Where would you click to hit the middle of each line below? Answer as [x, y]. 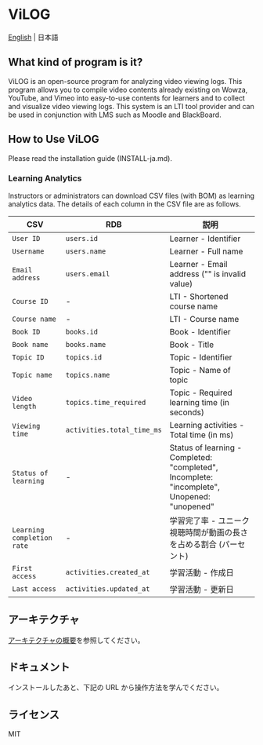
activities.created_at [108, 572]
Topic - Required [201, 393]
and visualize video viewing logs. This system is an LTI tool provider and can [131, 106]
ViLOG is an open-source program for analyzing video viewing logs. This [125, 81]
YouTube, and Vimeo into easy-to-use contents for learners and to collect [126, 98]
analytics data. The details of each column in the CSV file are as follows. [124, 204]
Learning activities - [207, 425]
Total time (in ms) [202, 435]
